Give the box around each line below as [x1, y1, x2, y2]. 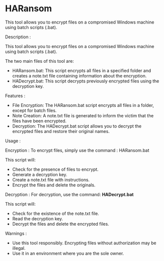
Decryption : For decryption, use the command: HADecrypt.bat [5, 191, 134, 197]
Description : [5, 34, 31, 40]
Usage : [5, 138, 21, 144]
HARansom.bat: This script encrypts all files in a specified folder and [12, 67, 151, 74]
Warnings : [5, 230, 27, 236]
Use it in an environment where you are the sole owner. [12, 250, 124, 256]
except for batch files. [12, 107, 57, 113]
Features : [5, 93, 26, 99]
